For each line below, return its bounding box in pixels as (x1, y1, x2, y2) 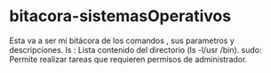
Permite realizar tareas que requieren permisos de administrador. (9, 54, 248, 64)
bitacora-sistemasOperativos (9, 6, 232, 26)
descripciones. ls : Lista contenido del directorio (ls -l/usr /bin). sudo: (9, 44, 262, 55)
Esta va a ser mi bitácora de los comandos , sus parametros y (9, 35, 235, 46)
